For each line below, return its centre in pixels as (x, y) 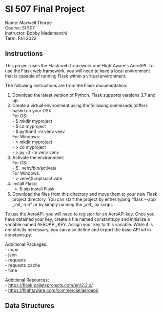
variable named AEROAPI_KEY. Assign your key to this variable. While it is (79, 224)
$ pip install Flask (37, 189)
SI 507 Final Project (45, 9)
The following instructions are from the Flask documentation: (66, 85)
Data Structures (30, 306)
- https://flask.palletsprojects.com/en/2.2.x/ (49, 285)
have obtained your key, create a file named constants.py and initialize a (78, 219)
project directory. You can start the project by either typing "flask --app (84, 199)
